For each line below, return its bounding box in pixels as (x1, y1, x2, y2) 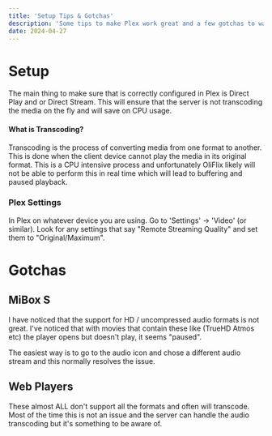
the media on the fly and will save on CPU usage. (8, 106, 172, 116)
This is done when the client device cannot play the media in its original (8, 151, 247, 160)
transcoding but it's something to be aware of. (8, 418, 163, 428)
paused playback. (8, 177, 68, 186)
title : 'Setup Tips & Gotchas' (8, 11, 114, 20)
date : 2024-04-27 (8, 27, 67, 35)
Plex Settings (8, 197, 62, 208)
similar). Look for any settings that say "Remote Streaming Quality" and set (8, 224, 258, 233)
